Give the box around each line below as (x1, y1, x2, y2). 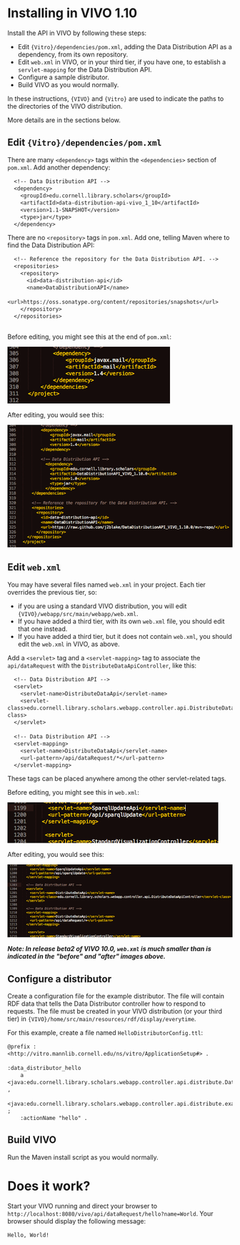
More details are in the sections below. (7, 116, 121, 124)
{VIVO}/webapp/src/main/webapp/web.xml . (17, 609, 139, 617)
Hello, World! (7, 1231, 50, 1239)
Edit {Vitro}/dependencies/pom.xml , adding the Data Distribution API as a (17, 42, 232, 51)
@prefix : (7, 1043, 37, 1050)
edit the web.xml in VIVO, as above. (17, 640, 120, 648)
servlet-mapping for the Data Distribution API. (17, 65, 152, 74)
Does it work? (7, 1178, 91, 1194)
